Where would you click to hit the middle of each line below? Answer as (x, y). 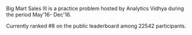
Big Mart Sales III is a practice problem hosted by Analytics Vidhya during (95, 8)
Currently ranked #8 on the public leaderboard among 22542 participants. (96, 26)
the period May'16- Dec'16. (39, 15)
